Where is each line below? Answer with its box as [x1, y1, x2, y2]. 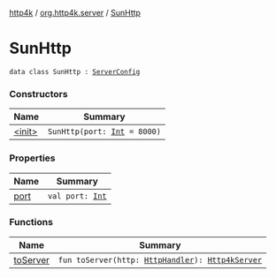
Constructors [9, 87, 68, 100]
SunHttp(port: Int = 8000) [47, 127, 162, 137]
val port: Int [47, 191, 108, 201]
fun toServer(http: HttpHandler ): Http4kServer [57, 255, 263, 265]
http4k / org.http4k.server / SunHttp [9, 8, 142, 18]
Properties [9, 152, 56, 164]
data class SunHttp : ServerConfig [9, 67, 141, 76]
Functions [9, 216, 53, 229]
